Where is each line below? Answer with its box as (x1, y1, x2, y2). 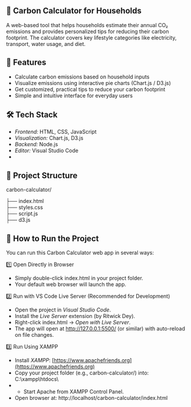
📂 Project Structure (6, 170, 78, 180)
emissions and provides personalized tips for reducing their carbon (6, 28, 169, 35)
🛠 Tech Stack (6, 110, 58, 120)
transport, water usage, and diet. (6, 40, 86, 47)
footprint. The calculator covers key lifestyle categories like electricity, (6, 34, 177, 41)
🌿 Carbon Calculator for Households (6, 6, 142, 16)
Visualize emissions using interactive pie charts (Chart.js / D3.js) (14, 79, 171, 86)
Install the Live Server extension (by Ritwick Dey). (14, 313, 136, 320)
